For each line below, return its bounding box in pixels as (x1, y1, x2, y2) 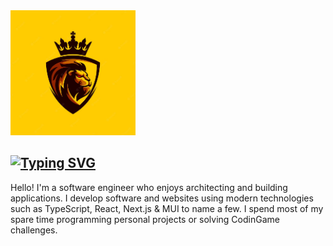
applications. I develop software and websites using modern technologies (10, 192, 314, 204)
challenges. (10, 224, 58, 236)
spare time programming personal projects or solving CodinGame (10, 213, 280, 225)
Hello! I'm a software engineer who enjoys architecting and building (10, 181, 288, 193)
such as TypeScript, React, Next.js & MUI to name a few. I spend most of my (10, 202, 324, 214)
